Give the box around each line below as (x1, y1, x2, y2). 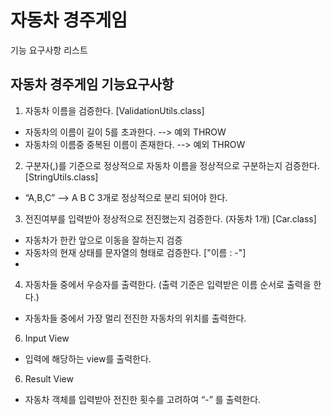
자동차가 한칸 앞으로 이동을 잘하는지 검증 (24, 234, 183, 246)
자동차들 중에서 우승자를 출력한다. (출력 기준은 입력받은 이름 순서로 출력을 (24, 278, 312, 290)
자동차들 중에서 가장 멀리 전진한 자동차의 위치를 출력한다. (24, 312, 247, 324)
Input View (24, 332, 70, 344)
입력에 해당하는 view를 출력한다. (24, 352, 152, 365)
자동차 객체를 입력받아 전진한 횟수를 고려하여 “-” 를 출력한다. (24, 393, 262, 405)
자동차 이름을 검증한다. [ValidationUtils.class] (24, 104, 205, 116)
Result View (24, 372, 74, 385)
